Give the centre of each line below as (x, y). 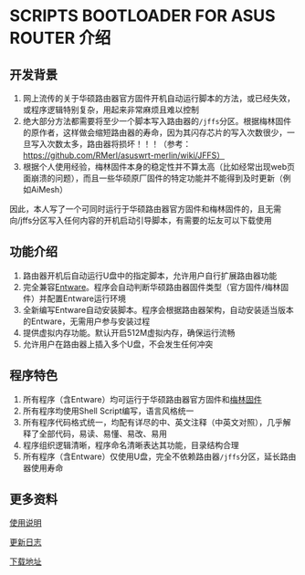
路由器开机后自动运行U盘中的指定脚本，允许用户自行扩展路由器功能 (150, 276)
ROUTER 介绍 (60, 38)
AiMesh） (49, 189)
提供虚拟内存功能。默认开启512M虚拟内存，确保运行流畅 (129, 332)
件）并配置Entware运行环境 (74, 298)
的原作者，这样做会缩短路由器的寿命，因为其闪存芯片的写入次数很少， (155, 132)
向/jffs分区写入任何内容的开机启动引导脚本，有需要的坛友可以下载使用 (141, 220)
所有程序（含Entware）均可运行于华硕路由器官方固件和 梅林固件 (142, 399)
